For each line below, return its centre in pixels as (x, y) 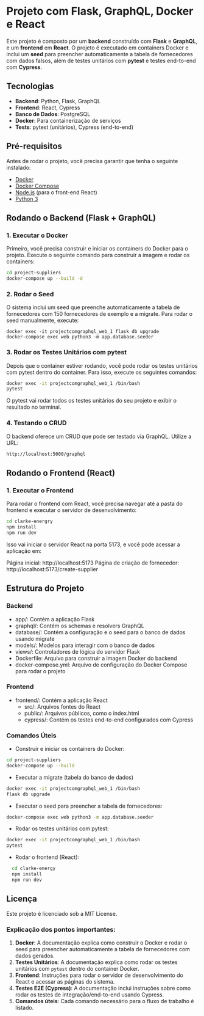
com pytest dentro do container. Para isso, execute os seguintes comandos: (102, 372)
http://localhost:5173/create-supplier (52, 569)
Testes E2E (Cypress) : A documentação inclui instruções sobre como (103, 988)
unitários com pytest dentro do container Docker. (77, 968)
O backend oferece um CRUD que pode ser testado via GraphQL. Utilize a (99, 436)
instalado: (19, 167)
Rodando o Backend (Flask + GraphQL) (81, 218)
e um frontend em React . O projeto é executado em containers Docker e (97, 48)
